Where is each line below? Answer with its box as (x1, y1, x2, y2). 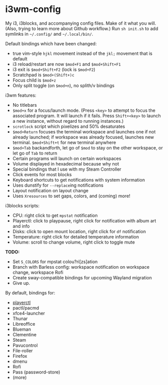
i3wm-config (5, 4, 61, 15)
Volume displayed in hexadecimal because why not (12, 161, 120, 167)
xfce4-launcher (12, 310, 45, 316)
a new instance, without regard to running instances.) (12, 118, 124, 124)
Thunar (12, 316, 28, 322)
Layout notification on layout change (12, 187, 89, 193)
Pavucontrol (12, 342, 38, 348)
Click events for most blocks (12, 171, 72, 177)
